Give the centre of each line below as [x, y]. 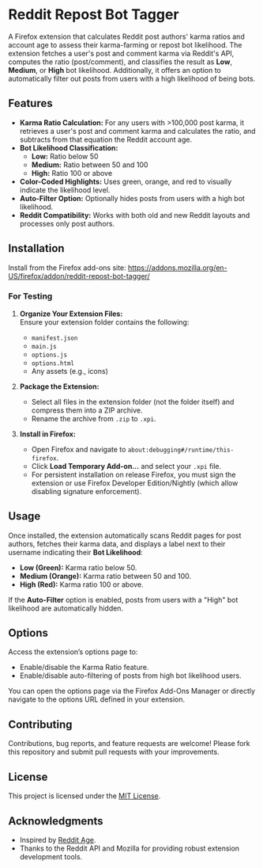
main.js [44, 346]
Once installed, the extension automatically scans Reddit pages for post [125, 535]
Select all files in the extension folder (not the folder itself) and [133, 402]
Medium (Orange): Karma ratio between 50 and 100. [105, 576]
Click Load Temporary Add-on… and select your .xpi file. [126, 466]
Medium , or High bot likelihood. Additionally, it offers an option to [115, 70]
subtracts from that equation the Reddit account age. [105, 139]
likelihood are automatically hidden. [66, 608]
